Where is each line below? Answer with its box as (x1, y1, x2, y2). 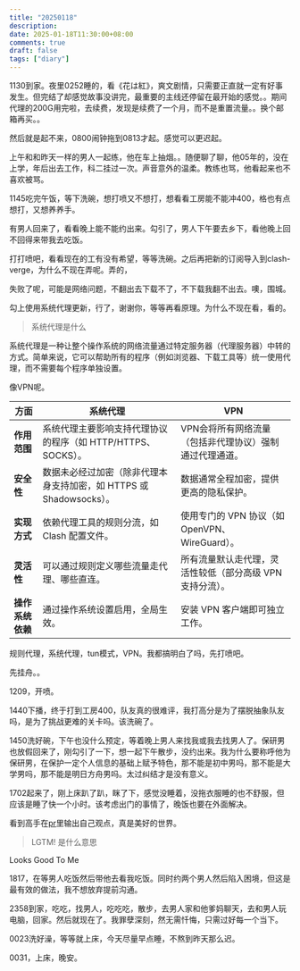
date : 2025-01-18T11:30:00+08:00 (9, 29, 134, 38)
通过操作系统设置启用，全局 (42, 604, 159, 615)
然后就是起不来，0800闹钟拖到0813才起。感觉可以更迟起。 (9, 133, 227, 143)
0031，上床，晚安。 (9, 952, 83, 963)
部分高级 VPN (224, 566, 283, 579)
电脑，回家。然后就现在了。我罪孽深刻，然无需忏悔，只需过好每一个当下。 (9, 915, 283, 925)
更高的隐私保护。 (179, 486, 253, 498)
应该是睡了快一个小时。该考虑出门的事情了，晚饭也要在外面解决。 (9, 799, 252, 809)
